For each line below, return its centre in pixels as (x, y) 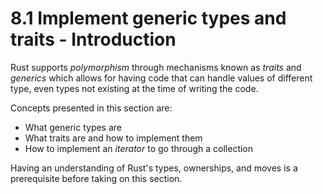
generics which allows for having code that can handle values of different (161, 78)
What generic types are (73, 127)
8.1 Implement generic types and (148, 18)
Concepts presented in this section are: (91, 108)
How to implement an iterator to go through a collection (139, 148)
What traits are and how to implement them (113, 138)
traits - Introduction (93, 39)
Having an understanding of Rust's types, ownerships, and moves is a (154, 168)
